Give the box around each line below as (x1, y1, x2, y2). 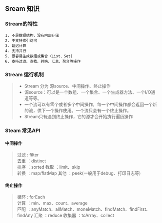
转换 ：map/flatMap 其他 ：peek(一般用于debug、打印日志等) (17, 170, 141, 176)
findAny (17, 212, 33, 219)
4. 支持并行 (5, 48, 27, 53)
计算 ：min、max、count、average (17, 200, 88, 206)
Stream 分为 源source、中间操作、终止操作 (24, 83, 111, 89)
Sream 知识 (5, 4, 40, 13)
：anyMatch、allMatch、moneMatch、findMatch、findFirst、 (26, 206, 150, 212)
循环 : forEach (17, 194, 45, 200)
